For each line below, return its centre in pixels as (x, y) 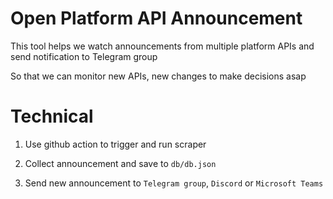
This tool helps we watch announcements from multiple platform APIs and (162, 46)
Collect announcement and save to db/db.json (120, 163)
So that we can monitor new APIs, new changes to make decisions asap (158, 76)
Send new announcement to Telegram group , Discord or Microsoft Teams (174, 183)
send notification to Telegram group (84, 56)
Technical (52, 116)
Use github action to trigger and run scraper (115, 144)
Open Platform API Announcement (156, 18)
